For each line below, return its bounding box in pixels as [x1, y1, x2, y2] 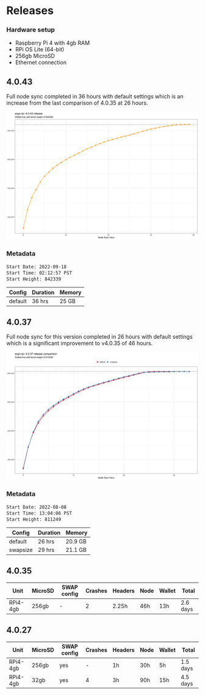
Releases [6, 4, 54, 18]
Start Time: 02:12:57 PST [6, 270, 72, 276]
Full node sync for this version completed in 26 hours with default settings [6, 333, 193, 340]
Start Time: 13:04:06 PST [6, 510, 72, 517]
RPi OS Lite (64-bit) [15, 46, 65, 53]
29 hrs [37, 546, 55, 554]
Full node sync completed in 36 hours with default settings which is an [6, 93, 184, 100]
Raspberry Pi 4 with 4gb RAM [15, 39, 90, 46]
